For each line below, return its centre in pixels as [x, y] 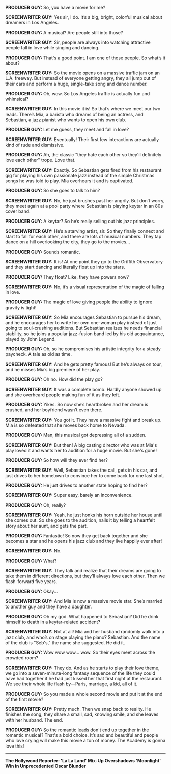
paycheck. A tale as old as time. [39, 354]
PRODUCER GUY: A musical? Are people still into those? [64, 32]
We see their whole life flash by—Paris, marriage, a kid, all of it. [72, 684]
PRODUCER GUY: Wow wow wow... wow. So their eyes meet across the [80, 652]
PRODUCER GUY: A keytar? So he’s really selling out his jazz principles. [80, 221]
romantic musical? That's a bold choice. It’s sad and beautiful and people [82, 735]
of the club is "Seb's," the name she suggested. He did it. [65, 643]
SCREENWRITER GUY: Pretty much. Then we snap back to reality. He [78, 709]
